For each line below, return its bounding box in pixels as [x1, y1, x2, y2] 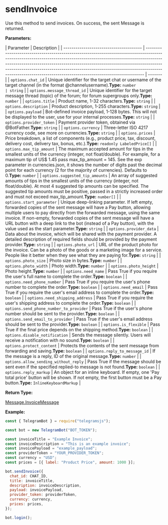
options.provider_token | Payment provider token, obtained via [5, 119, 136, 125]
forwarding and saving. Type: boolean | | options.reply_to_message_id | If [5, 348, 156, 354]
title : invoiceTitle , [9, 478, 55, 483]
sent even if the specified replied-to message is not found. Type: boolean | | [5, 364, 160, 370]
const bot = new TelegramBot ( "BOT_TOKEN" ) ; [5, 427, 97, 432]
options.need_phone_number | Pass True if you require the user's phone [5, 279, 150, 285]
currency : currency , [9, 497, 52, 502]
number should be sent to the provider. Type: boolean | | [5, 310, 120, 316]
